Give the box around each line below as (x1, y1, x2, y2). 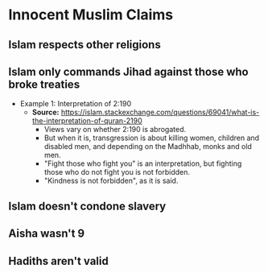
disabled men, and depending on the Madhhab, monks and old (43, 142, 252, 151)
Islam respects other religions (8, 38, 161, 52)
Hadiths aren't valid (8, 254, 109, 267)
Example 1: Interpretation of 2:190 (19, 99, 131, 109)
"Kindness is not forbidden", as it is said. (43, 176, 179, 186)
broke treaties (8, 77, 80, 91)
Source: (31, 107, 60, 118)
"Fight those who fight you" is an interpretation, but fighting (43, 159, 242, 168)
